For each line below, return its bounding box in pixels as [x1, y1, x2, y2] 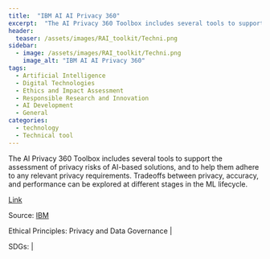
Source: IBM [8, 210, 50, 220]
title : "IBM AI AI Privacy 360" [8, 11, 121, 20]
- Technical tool [15, 131, 74, 139]
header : [8, 27, 35, 35]
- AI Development [15, 101, 74, 109]
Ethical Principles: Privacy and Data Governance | [8, 226, 173, 236]
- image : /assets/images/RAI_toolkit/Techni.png [15, 49, 182, 57]
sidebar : [8, 42, 38, 50]
